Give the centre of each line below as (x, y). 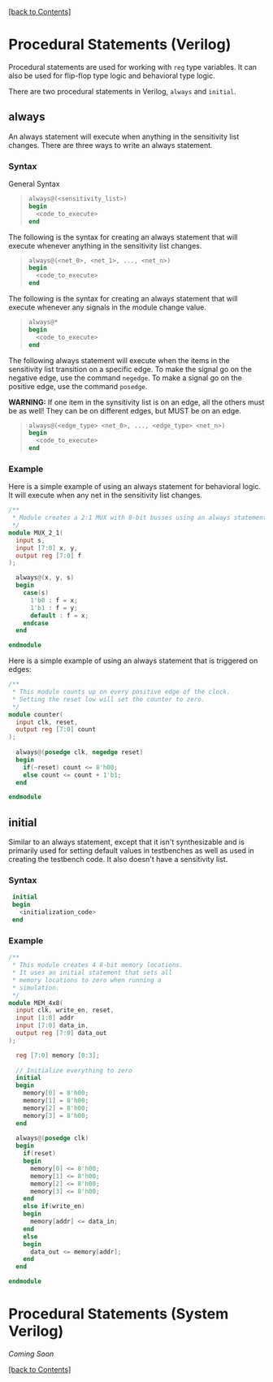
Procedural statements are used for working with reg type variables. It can (133, 67)
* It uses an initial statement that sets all (92, 973)
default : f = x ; (59, 615)
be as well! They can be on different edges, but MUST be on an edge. (125, 410)
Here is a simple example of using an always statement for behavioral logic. (135, 487)
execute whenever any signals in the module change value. (108, 307)
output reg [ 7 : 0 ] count (56, 730)
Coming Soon (31, 1354)
